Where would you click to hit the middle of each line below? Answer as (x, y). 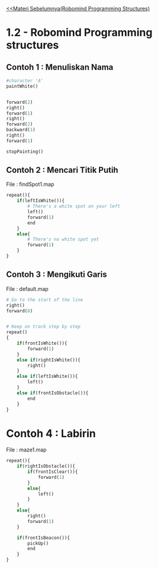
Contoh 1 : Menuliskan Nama (60, 67)
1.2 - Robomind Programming (79, 33)
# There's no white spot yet (63, 239)
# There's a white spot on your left (74, 206)
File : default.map (27, 289)
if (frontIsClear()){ (53, 472)
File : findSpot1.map (30, 184)
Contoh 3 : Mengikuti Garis (57, 275)
